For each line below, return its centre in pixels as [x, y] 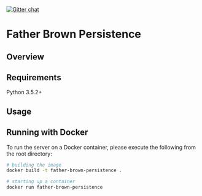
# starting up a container [41, 182]
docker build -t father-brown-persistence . [64, 171]
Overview [25, 57]
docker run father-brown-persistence [55, 187]
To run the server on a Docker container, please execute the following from [101, 147]
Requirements [34, 77]
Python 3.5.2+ [24, 92]
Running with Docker [47, 133]
